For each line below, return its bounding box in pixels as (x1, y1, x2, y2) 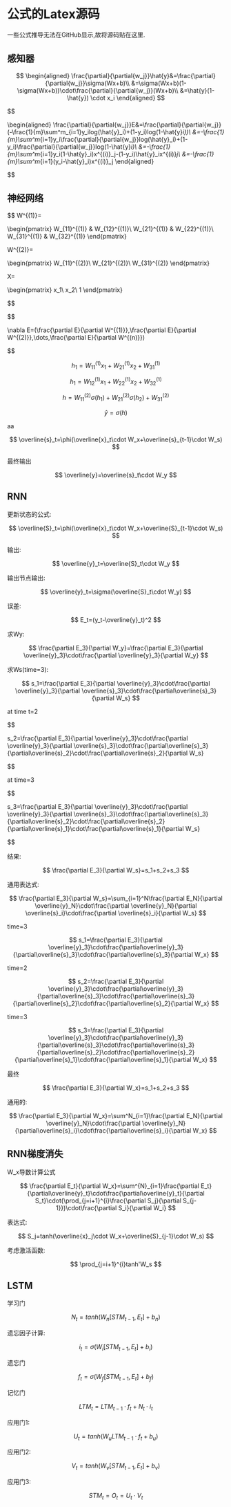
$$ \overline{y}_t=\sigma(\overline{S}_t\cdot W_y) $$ (40, 587, 192, 596)
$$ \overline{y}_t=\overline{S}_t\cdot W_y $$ (52, 559, 180, 567)
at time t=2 (7, 707, 39, 715)
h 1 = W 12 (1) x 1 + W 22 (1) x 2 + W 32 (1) (70, 376, 162, 387)
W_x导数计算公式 (7, 1167, 56, 1176)
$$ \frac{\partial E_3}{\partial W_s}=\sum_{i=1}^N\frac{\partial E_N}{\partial (9, 894, 223, 902)
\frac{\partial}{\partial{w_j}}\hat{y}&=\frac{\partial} (71, 71, 216, 80)
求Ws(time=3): (7, 665, 49, 673)
